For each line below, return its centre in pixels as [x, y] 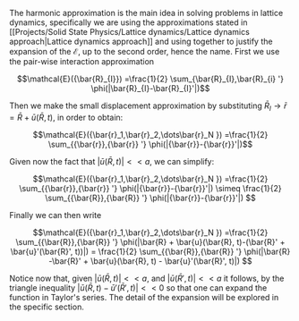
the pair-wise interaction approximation [82, 61]
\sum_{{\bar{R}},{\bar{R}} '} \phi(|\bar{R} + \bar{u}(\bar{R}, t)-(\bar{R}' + [150, 241]
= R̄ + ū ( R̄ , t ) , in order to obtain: [66, 117]
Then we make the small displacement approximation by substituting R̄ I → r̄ [148, 106]
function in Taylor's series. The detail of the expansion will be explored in [144, 297]
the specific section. [47, 307]
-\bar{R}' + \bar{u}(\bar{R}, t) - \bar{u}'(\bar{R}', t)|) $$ [150, 261]
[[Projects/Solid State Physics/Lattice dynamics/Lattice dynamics [130, 32]
